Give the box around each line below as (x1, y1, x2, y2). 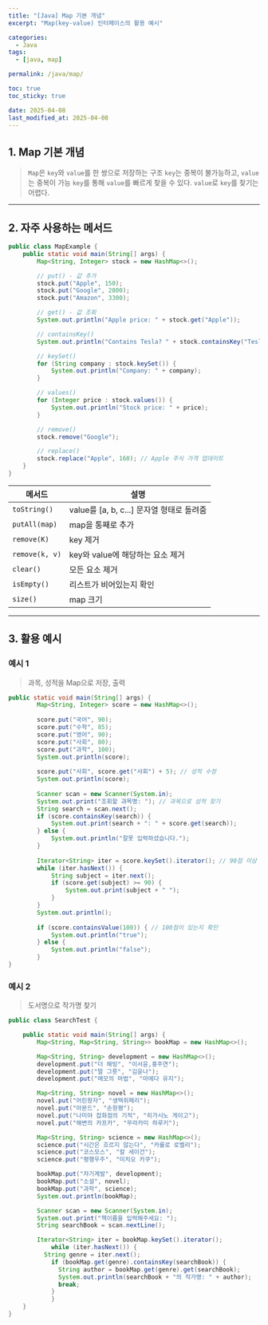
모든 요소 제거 (69, 564, 118, 575)
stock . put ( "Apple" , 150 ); (37, 279, 124, 287)
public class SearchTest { (8, 1016, 98, 1025)
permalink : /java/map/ (8, 70, 84, 78)
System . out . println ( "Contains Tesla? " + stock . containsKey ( (37, 337, 245, 345)
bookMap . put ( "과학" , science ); (37, 1185, 138, 1193)
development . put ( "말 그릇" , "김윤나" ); (37, 1067, 160, 1075)
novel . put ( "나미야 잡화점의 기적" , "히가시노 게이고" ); (37, 1111, 199, 1119)
